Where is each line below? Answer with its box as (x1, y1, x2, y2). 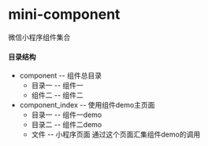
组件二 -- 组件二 (31, 90, 84, 100)
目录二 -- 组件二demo (31, 120, 102, 130)
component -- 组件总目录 (19, 71, 102, 80)
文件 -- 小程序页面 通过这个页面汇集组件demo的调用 (31, 130, 201, 139)
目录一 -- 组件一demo (31, 110, 102, 119)
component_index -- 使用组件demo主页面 (19, 100, 155, 110)
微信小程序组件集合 (8, 32, 71, 42)
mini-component (8, 5, 121, 24)
